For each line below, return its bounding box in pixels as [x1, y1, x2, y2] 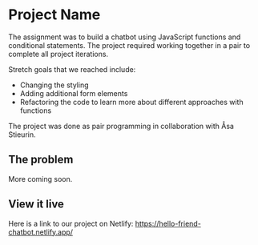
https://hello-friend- [135, 219, 202, 228]
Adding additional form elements [19, 88, 128, 98]
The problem [8, 153, 74, 167]
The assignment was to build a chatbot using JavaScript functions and [8, 32, 241, 42]
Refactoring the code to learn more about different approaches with [19, 97, 244, 106]
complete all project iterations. [8, 49, 109, 58]
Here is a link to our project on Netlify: [8, 219, 134, 228]
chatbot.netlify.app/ [8, 227, 74, 237]
